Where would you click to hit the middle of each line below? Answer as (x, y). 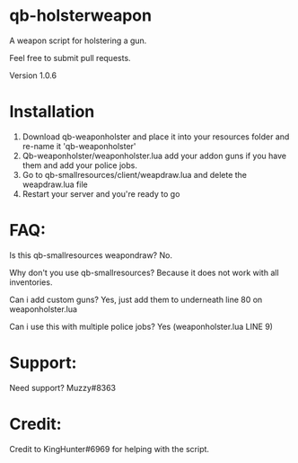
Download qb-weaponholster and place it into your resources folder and (156, 137)
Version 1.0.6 (33, 75)
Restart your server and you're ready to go (101, 193)
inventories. (31, 282)
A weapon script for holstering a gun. (78, 40)
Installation (52, 112)
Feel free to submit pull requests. (70, 58)
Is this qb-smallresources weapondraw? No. (91, 255)
